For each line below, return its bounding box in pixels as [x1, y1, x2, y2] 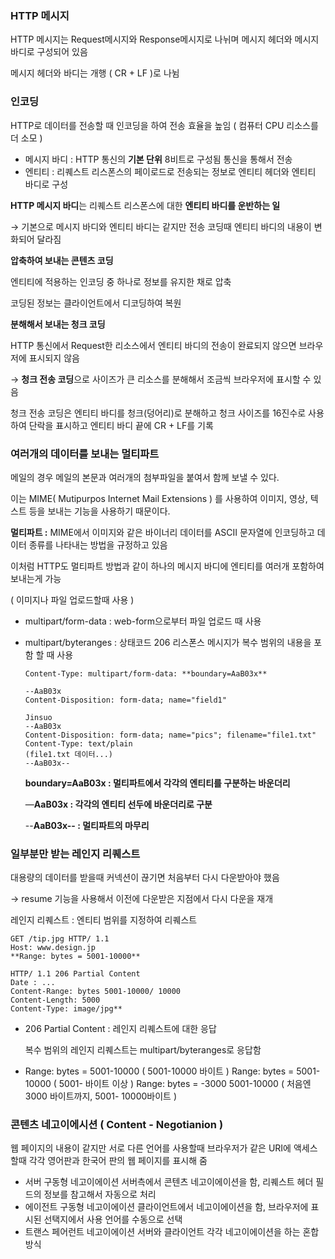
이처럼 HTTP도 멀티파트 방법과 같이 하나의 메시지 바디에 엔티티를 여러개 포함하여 [10, 560, 325, 572]
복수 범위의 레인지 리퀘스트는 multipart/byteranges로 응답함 [24, 1044, 262, 1056]
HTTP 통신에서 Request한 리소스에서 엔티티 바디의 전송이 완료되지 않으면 [10, 339, 297, 351]
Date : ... [10, 978, 56, 988]
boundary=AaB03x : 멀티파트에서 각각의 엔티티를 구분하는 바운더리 [24, 777, 291, 789]
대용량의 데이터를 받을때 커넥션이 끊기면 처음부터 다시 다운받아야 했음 [10, 872, 280, 884]
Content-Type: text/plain [24, 738, 133, 749]
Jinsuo [24, 712, 53, 722]
